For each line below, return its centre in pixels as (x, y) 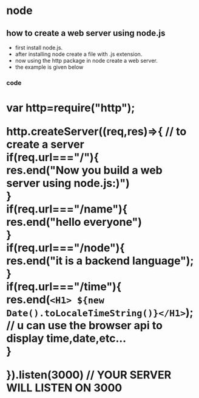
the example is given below (49, 67)
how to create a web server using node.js (86, 33)
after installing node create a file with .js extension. (79, 54)
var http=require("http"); (71, 108)
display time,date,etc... (66, 339)
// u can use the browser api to (84, 326)
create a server (46, 145)
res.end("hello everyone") (74, 222)
